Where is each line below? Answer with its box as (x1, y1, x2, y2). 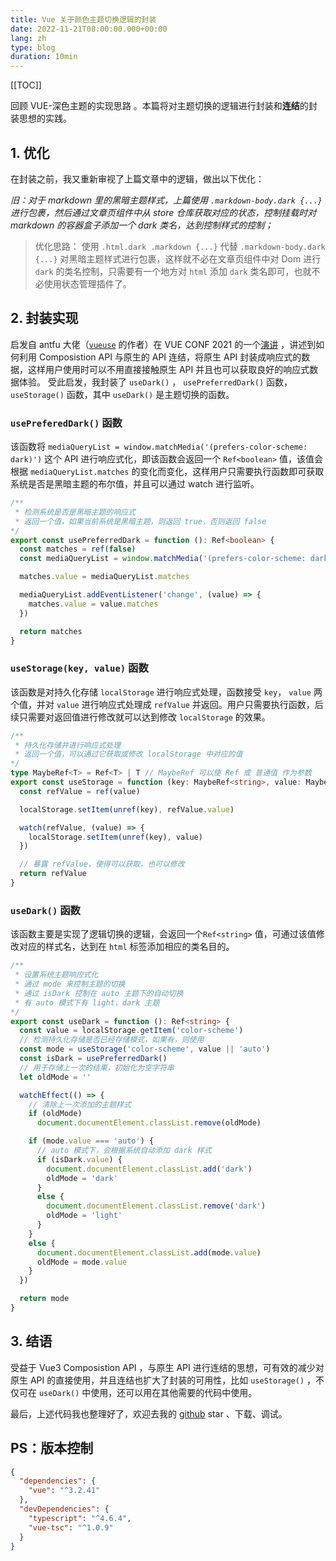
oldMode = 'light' (46, 1211, 123, 1221)
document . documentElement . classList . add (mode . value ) (36, 1247, 262, 1258)
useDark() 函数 (10, 903, 81, 917)
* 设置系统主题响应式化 (14, 970, 99, 980)
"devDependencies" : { (19, 1504, 110, 1515)
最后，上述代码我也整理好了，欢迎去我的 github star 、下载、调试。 (10, 1407, 288, 1420)
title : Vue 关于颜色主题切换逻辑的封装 (10, 14, 157, 25)
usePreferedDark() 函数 (10, 416, 123, 430)
